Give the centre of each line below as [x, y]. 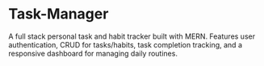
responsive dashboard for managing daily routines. [93, 53]
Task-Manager [59, 14]
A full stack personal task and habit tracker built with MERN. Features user [132, 36]
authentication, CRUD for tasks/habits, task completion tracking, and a [125, 44]
